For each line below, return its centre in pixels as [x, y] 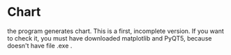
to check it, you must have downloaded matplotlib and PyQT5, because [110, 38]
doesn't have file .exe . [40, 45]
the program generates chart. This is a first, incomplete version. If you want [116, 31]
